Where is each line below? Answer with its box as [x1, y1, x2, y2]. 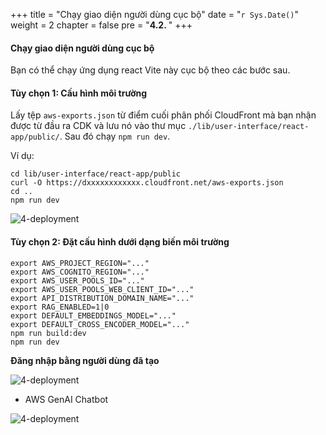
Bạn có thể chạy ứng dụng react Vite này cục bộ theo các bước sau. [10, 64, 291, 76]
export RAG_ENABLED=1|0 [10, 302, 110, 312]
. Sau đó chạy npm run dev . [59, 130, 171, 143]
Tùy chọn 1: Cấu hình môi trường [10, 87, 148, 99]
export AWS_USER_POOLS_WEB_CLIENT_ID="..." [10, 284, 195, 294]
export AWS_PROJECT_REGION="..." [10, 258, 150, 268]
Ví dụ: [10, 150, 35, 162]
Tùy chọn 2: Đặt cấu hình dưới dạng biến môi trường [10, 236, 230, 248]
